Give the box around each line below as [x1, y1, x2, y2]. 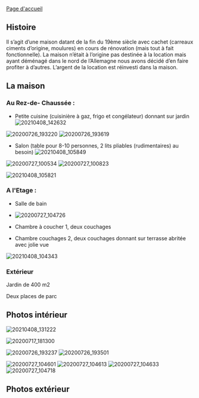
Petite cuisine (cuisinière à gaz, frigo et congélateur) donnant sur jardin [14, 112, 189, 120]
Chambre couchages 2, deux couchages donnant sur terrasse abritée [14, 234, 186, 241]
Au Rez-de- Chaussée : [6, 99, 75, 107]
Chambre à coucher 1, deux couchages [14, 223, 111, 230]
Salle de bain [14, 200, 47, 207]
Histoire [6, 22, 36, 32]
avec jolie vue [14, 241, 49, 248]
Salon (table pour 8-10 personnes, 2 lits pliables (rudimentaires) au [14, 142, 179, 149]
